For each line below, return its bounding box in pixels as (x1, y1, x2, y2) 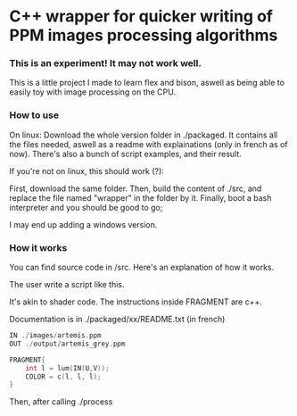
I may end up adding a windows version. (9, 219, 158, 229)
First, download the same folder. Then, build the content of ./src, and (9, 183, 262, 194)
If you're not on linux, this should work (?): (9, 165, 165, 176)
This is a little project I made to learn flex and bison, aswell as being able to (9, 78, 285, 88)
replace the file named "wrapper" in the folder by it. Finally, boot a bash (9, 192, 272, 203)
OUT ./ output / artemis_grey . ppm (9, 339, 126, 348)
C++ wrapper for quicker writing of (9, 6, 274, 27)
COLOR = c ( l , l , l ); (25, 372, 102, 381)
